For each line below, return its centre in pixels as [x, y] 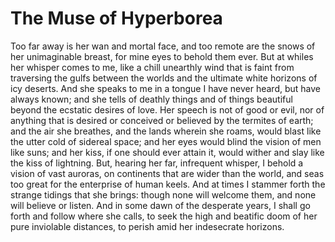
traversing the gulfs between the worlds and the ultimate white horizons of [164, 78]
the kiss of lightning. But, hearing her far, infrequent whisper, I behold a [157, 163]
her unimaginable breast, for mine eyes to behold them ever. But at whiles [162, 56]
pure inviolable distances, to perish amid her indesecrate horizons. [147, 226]
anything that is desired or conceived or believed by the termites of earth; [162, 120]
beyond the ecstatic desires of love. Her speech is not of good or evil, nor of [167, 109]
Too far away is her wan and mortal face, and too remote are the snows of [163, 46]
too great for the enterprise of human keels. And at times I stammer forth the [168, 184]
